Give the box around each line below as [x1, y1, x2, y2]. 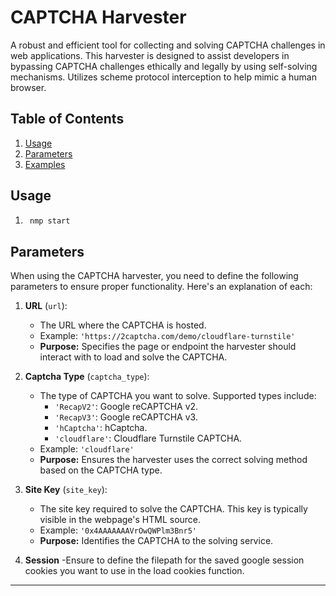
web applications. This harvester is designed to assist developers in [10, 49, 290, 61]
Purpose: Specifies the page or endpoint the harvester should [39, 341, 297, 353]
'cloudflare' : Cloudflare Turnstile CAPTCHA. [54, 432, 243, 445]
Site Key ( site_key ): [24, 484, 108, 496]
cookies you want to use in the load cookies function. [24, 565, 245, 577]
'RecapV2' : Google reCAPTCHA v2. [54, 401, 199, 413]
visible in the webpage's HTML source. [39, 514, 202, 526]
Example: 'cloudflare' [39, 443, 135, 455]
